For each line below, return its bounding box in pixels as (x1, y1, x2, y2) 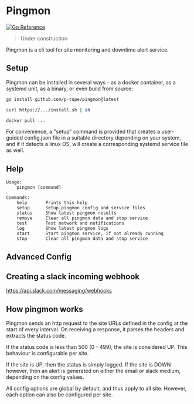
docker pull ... (6, 117, 46, 124)
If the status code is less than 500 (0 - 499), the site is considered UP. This (6, 344, 188, 351)
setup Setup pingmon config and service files (16, 205, 145, 211)
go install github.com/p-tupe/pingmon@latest (6, 96, 119, 102)
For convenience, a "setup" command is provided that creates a (6, 128, 161, 135)
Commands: (6, 195, 30, 201)
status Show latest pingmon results (16, 210, 117, 216)
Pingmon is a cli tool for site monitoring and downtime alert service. (6, 46, 169, 53)
